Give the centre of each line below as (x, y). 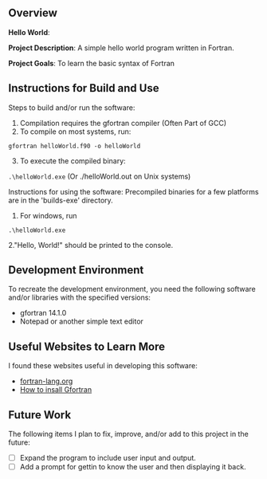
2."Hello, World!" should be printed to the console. (91, 245)
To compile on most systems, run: (75, 132)
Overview (33, 13)
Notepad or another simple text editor (81, 321)
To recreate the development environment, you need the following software (132, 289)
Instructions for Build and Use (84, 88)
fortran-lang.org (46, 381)
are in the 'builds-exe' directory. (61, 200)
